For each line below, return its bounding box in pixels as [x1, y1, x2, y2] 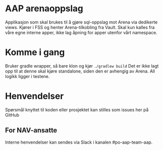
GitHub [5, 112, 20, 118]
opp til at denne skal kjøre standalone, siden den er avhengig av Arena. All [5, 68, 155, 74]
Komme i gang [5, 47, 65, 58]
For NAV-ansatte [5, 126, 57, 135]
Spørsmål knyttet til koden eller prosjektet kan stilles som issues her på [5, 106, 149, 113]
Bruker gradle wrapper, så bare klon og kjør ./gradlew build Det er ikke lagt [5, 63, 159, 69]
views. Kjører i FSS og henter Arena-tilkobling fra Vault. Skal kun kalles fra [5, 24, 155, 30]
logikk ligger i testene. [5, 73, 50, 79]
